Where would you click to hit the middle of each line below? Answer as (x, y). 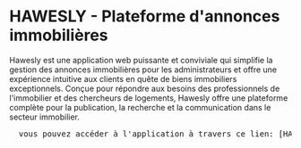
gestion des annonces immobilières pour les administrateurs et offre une (143, 70)
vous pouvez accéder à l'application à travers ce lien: (146, 134)
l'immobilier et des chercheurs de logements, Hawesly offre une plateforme (149, 98)
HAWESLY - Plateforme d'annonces (145, 16)
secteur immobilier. (45, 117)
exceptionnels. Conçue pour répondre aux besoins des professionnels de (145, 88)
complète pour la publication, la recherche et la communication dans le (140, 107)
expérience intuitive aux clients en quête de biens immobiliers (123, 78)
